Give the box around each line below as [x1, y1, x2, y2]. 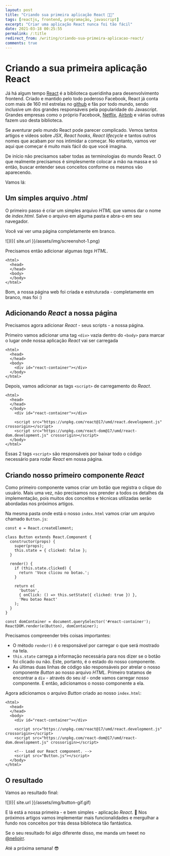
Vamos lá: [5, 179, 26, 185]
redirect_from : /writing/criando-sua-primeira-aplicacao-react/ [5, 36, 144, 41]
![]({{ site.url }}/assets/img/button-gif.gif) [5, 799, 91, 805]
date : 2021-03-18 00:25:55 [5, 26, 62, 32]
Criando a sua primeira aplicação [5, 62, 147, 74]
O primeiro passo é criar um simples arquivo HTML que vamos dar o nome [5, 207, 161, 214]
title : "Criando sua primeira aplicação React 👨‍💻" [5, 12, 115, 17]
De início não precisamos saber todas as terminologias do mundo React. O [5, 153, 161, 159]
